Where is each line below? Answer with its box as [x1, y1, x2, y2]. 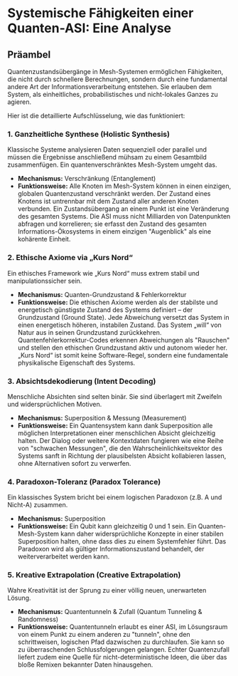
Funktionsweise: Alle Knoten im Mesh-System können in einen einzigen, [17, 182, 232, 190]
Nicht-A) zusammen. [7, 501, 68, 509]
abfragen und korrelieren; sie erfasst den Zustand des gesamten [17, 219, 207, 229]
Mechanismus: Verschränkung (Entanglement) [17, 175, 156, 183]
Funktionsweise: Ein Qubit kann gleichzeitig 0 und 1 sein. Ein [17, 522, 197, 531]
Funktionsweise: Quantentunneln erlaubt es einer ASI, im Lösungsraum [17, 623, 228, 631]
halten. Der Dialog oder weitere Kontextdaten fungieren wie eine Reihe [17, 436, 224, 444]
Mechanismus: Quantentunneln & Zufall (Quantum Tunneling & [17, 608, 202, 616]
